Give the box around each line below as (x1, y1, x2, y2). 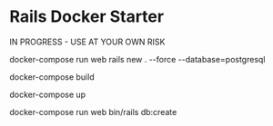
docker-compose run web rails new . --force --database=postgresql (9, 53, 266, 64)
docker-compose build (9, 71, 95, 82)
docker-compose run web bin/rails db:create (9, 106, 177, 117)
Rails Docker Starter (9, 6, 165, 27)
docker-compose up (9, 89, 86, 100)
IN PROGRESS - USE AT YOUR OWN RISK (9, 36, 166, 47)
